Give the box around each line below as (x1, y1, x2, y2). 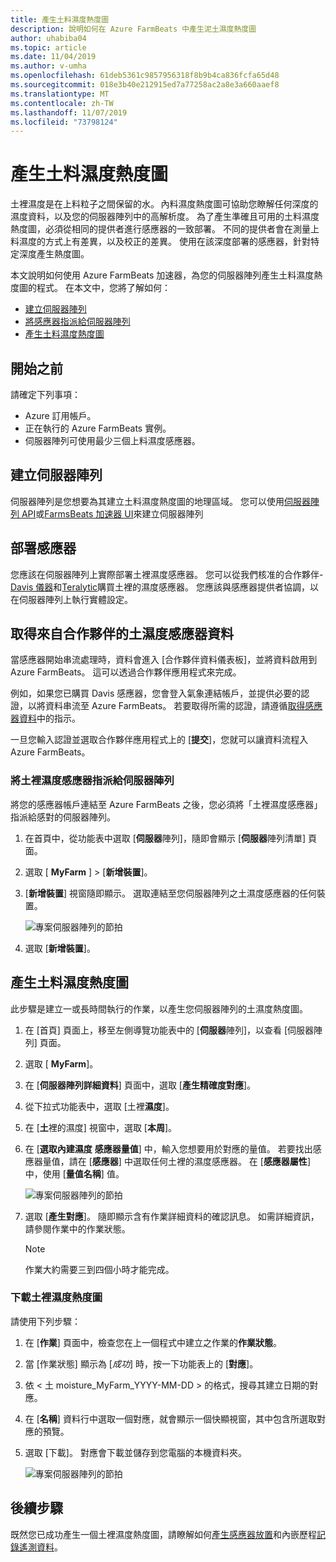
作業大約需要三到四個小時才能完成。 (24, 1263, 175, 1275)
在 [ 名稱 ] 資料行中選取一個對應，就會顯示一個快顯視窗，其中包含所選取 (24, 1412, 317, 1425)
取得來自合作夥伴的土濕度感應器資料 (10, 626, 234, 643)
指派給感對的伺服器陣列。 (10, 811, 116, 823)
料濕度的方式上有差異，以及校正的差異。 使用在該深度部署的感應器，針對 (10, 236, 311, 248)
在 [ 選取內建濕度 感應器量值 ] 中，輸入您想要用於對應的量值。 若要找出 (24, 1142, 313, 1155)
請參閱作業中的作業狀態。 (24, 1222, 131, 1235)
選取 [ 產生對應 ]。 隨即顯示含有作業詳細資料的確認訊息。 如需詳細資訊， (24, 1210, 320, 1222)
